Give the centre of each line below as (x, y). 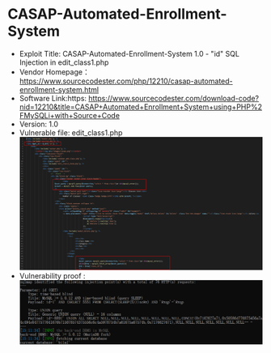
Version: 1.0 (38, 124)
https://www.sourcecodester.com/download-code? (174, 98)
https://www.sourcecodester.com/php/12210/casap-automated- (126, 81)
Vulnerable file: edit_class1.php (71, 132)
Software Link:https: (53, 98)
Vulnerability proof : (52, 276)
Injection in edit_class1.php (64, 62)
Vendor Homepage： (54, 72)
